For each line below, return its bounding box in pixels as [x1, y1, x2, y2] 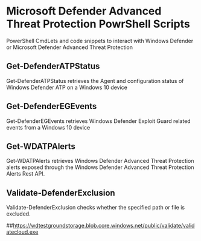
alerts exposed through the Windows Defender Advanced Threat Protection [6, 163, 194, 171]
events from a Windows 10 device [6, 124, 91, 131]
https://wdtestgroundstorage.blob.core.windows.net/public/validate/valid [13, 222, 195, 229]
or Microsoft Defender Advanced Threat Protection [6, 44, 133, 51]
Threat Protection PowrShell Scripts [6, 17, 190, 31]
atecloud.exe [6, 228, 39, 236]
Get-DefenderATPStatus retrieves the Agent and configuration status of [6, 77, 184, 84]
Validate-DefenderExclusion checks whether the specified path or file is [6, 204, 185, 211]
